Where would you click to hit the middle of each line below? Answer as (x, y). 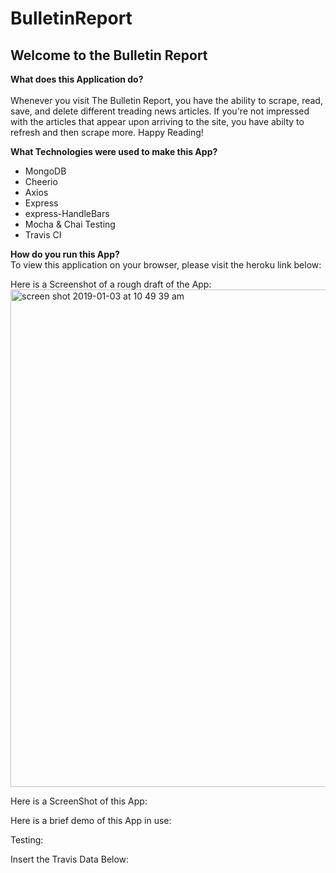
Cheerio (41, 181)
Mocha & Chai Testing (70, 224)
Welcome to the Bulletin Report (109, 55)
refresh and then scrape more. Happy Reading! (107, 132)
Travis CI (43, 235)
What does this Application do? (77, 79)
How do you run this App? (65, 254)
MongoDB (45, 171)
